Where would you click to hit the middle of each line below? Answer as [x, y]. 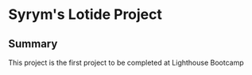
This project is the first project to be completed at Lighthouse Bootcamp [126, 62]
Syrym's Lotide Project [85, 15]
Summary [33, 44]
